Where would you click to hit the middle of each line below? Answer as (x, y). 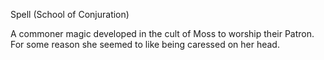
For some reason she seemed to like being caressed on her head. (145, 44)
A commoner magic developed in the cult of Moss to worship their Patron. (162, 33)
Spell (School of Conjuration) (70, 14)
